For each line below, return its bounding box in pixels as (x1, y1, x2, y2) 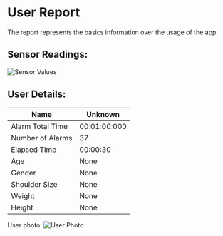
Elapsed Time (11, 144, 57, 154)
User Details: (7, 88, 66, 101)
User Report (7, 4, 81, 21)
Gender (11, 168, 36, 178)
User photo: (7, 220, 43, 229)
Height (11, 202, 33, 212)
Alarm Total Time (11, 121, 68, 131)
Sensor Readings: (7, 48, 88, 61)
